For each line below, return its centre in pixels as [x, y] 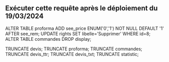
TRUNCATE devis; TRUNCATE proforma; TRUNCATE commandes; [74, 49]
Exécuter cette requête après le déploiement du [81, 8]
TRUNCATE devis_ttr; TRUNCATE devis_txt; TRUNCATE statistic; [72, 54]
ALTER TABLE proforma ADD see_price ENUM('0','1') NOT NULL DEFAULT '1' [84, 28]
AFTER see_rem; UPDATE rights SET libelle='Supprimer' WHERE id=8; [78, 34]
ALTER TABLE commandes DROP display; [48, 39]
